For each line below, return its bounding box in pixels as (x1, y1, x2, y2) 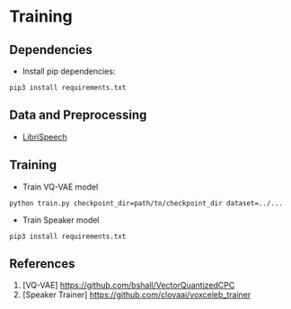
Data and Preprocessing (9, 108, 147, 123)
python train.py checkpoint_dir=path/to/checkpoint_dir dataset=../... (9, 199, 283, 207)
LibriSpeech (22, 131, 67, 142)
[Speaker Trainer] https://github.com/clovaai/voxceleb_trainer (22, 289, 251, 300)
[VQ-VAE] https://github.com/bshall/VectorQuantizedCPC (22, 280, 235, 291)
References (9, 256, 75, 271)
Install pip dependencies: (22, 66, 116, 76)
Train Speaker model (22, 214, 101, 225)
